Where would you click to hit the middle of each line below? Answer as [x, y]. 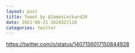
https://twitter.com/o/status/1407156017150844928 [68, 44]
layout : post [22, 11]
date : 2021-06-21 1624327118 [41, 22]
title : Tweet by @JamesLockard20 [47, 17]
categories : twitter [31, 28]
